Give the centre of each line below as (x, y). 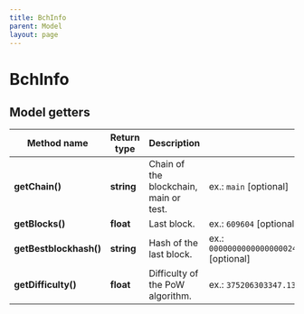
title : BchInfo (38, 18)
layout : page (34, 34)
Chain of (167, 164)
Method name (57, 143)
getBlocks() (40, 224)
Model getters (50, 112)
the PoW (167, 285)
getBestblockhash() (58, 249)
